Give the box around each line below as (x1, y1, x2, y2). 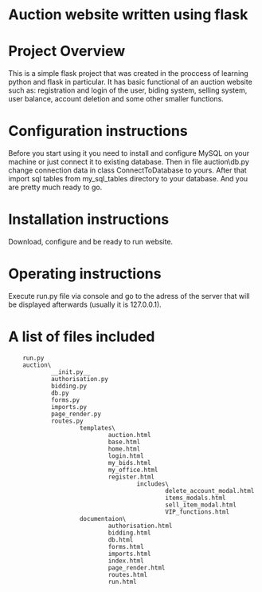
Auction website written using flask (8, 6, 248, 24)
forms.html (108, 542, 145, 550)
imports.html (108, 550, 151, 558)
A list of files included (8, 328, 155, 346)
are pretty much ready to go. (8, 182, 103, 193)
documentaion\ (79, 515, 127, 522)
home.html (108, 445, 141, 453)
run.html (108, 578, 137, 586)
